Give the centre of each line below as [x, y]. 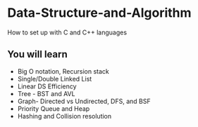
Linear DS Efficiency [47, 86]
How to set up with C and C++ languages [67, 32]
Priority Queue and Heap [54, 108]
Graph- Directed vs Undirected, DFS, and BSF [84, 101]
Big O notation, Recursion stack [63, 71]
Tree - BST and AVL [46, 93]
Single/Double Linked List [55, 79]
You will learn [38, 54]
